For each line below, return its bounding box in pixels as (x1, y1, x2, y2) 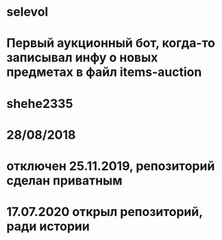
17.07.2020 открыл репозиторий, (6, 204, 203, 219)
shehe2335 (6, 96, 73, 111)
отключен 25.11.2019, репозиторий (6, 158, 215, 174)
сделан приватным (6, 172, 123, 188)
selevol (6, 4, 49, 20)
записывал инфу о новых (6, 50, 158, 66)
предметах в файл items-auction (6, 64, 202, 80)
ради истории (6, 219, 90, 235)
